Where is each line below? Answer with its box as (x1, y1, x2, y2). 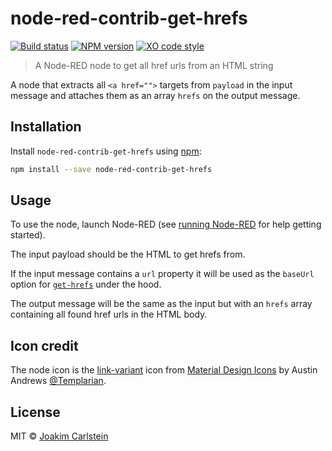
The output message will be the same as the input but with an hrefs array (10, 298, 313, 310)
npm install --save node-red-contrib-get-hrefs (10, 164, 213, 174)
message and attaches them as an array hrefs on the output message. (10, 89, 301, 101)
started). (10, 229, 46, 241)
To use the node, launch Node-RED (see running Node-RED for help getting (10, 218, 322, 231)
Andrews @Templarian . (10, 375, 107, 387)
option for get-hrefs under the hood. (10, 278, 162, 291)
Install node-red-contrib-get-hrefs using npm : (10, 145, 202, 157)
